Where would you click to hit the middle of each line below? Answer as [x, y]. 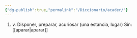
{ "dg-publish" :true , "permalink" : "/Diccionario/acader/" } [66, 10]
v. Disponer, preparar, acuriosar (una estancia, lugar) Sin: [72, 24]
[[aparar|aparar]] [30, 30]
